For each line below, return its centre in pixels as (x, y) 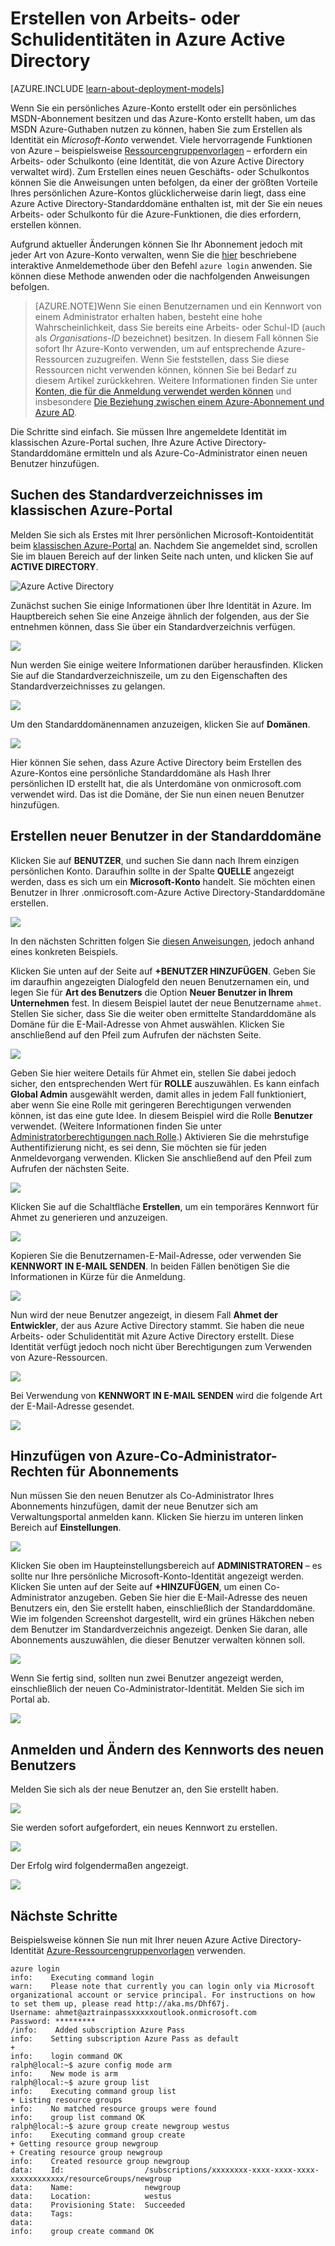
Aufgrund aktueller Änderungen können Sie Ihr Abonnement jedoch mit (156, 244)
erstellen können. (46, 224)
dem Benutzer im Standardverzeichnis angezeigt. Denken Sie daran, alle (159, 1629)
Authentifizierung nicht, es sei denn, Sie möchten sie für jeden (138, 1147)
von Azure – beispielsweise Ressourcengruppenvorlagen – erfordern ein (159, 150)
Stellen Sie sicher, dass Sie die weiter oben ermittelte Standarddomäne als (163, 1013)
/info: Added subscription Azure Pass (98, 2030)
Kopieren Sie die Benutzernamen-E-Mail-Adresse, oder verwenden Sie (156, 1255)
